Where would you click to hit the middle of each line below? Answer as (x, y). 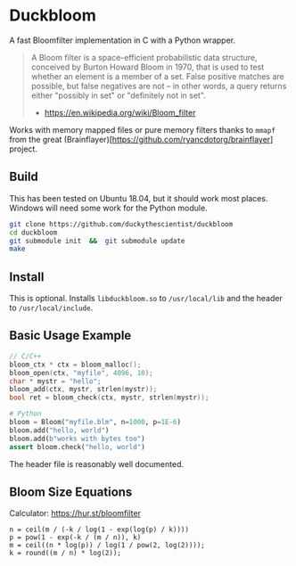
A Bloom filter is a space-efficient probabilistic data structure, (144, 57)
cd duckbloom (33, 233)
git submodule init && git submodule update (97, 241)
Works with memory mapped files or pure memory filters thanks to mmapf (143, 129)
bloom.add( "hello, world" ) (59, 430)
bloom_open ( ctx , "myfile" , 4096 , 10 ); (81, 373)
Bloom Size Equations (71, 492)
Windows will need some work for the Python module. (108, 208)
